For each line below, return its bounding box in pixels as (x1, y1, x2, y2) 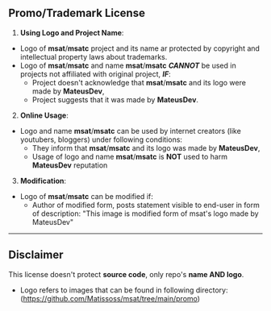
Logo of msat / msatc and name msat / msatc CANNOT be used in (19, 60, 236, 70)
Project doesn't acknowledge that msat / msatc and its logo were (31, 77, 246, 87)
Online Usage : (19, 110, 69, 120)
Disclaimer (8, 248, 64, 262)
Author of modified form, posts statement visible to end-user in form (31, 200, 260, 209)
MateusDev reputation (31, 160, 108, 170)
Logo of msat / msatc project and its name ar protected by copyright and (19, 44, 261, 53)
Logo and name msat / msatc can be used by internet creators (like (19, 126, 242, 135)
